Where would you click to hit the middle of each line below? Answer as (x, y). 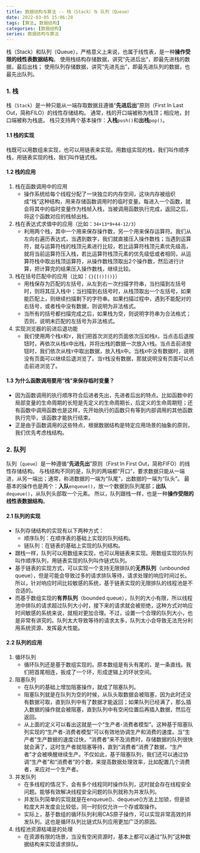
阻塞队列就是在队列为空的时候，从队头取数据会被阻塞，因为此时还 (105, 694)
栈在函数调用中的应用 (41, 186)
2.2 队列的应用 (24, 643)
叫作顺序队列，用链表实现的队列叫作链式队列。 (72, 560)
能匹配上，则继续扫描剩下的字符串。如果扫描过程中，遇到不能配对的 (107, 298)
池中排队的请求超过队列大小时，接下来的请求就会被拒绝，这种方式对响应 (104, 605)
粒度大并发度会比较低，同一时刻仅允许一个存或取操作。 (92, 806)
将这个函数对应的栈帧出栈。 (58, 216)
